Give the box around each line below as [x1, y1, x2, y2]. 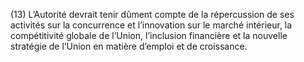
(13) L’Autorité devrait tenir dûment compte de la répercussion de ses [10, 9, 295, 20]
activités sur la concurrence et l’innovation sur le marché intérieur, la [10, 19, 293, 31]
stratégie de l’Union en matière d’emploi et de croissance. [10, 40, 248, 52]
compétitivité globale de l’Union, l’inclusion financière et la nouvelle [10, 30, 288, 41]
